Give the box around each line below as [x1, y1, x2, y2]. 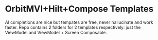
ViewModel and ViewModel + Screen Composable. [5, 29, 107, 35]
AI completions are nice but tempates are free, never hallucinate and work [5, 19, 153, 25]
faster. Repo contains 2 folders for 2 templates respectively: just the [5, 24, 141, 30]
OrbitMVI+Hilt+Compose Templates [5, 3, 154, 14]
